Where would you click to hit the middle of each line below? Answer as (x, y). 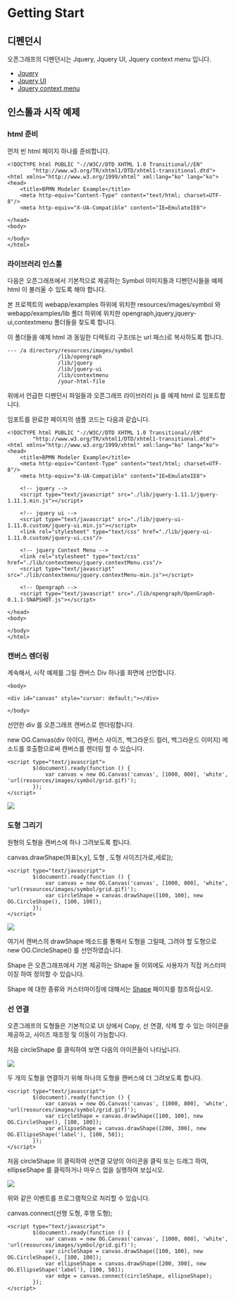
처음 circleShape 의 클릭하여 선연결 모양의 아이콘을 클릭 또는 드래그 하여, (108, 1160)
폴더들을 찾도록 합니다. (85, 322)
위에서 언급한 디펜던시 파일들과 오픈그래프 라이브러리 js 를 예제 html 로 (104, 395)
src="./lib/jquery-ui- (151, 519)
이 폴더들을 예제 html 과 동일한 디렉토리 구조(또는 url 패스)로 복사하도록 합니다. (115, 337)
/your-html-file (81, 381)
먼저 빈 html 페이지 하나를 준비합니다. (59, 151)
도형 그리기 (25, 825)
